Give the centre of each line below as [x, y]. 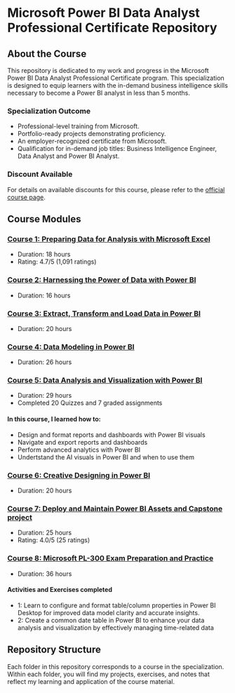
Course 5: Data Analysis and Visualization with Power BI [105, 380]
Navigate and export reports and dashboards [82, 442]
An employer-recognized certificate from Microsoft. [92, 141]
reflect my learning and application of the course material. [91, 681]
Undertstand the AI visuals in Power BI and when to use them [106, 457]
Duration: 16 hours [44, 295]
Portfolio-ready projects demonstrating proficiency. [92, 134]
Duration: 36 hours [45, 574]
